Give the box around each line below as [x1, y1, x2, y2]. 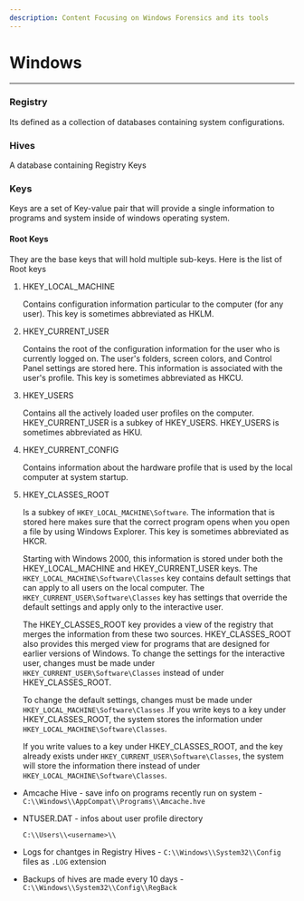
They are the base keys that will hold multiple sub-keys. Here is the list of [9, 253, 282, 264]
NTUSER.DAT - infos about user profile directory [22, 813, 204, 824]
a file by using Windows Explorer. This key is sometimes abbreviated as [22, 525, 290, 536]
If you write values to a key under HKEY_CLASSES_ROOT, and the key [22, 740, 283, 751]
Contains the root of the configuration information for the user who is [22, 343, 280, 354]
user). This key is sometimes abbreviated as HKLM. [22, 308, 214, 318]
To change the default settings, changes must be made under [22, 694, 253, 705]
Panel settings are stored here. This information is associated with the [22, 362, 283, 373]
